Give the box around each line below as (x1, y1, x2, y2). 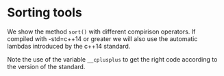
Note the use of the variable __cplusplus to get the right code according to (7, 55, 218, 63)
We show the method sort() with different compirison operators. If (7, 27, 196, 36)
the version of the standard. (7, 62, 86, 71)
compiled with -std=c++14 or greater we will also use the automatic (7, 34, 198, 42)
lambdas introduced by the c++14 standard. (7, 42, 131, 50)
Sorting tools (7, 5, 82, 21)
